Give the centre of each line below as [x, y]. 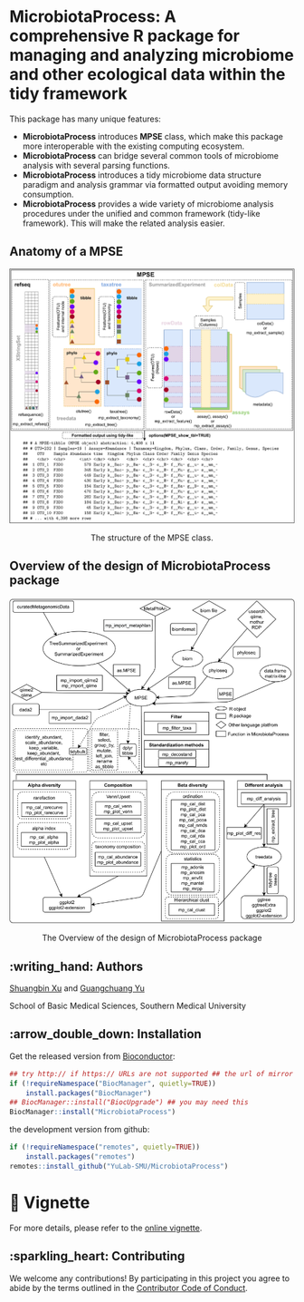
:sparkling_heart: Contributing [97, 1256]
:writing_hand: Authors [76, 966]
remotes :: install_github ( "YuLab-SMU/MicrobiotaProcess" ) [119, 1166]
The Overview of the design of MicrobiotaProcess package [152, 938]
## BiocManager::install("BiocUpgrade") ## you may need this [129, 1103]
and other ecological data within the [147, 75]
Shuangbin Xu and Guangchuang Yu [77, 988]
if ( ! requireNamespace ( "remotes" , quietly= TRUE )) [105, 1147]
